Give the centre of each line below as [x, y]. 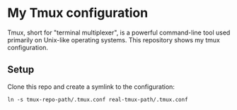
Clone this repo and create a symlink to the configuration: [91, 87]
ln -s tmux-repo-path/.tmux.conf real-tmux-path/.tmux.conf [98, 99]
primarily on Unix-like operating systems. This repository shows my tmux [114, 39]
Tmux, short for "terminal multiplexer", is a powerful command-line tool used [119, 32]
